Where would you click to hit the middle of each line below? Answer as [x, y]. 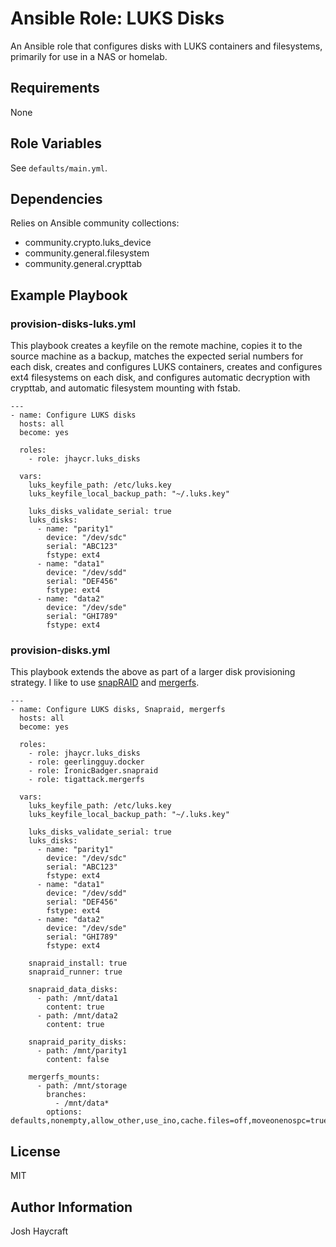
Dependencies [56, 198]
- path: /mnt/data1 [77, 998]
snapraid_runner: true [75, 972]
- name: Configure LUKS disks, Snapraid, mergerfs [118, 710]
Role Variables [56, 143]
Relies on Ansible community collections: [95, 223]
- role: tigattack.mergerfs [86, 780]
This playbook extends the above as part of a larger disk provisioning [153, 672]
